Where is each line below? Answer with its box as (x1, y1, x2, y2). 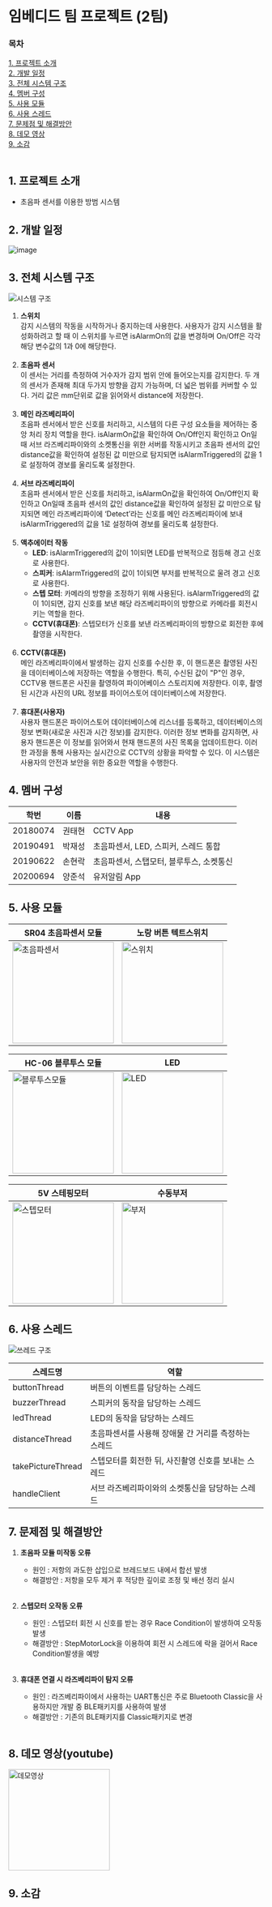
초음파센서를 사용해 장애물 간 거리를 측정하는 (90, 1428, 251, 1439)
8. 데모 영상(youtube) (8, 1747, 114, 1760)
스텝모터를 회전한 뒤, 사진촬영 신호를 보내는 (90, 1456, 245, 1467)
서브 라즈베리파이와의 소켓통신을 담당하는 (90, 1482, 239, 1494)
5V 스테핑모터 (37, 1187, 89, 1199)
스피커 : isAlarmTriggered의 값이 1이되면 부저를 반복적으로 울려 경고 (32, 568, 245, 578)
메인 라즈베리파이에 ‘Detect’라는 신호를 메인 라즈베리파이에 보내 (41, 508, 243, 519)
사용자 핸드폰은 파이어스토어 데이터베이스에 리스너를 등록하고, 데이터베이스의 (19, 716, 263, 726)
